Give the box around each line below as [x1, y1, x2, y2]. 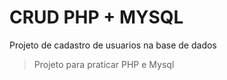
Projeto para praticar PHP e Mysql [33, 58, 175, 70]
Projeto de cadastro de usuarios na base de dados [9, 39, 217, 51]
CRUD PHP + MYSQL [9, 6, 184, 29]
